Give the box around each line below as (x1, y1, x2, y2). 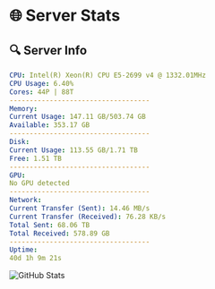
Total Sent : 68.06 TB (9, 220, 90, 229)
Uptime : (9, 245, 39, 255)
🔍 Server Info (9, 42, 88, 58)
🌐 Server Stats (9, 5, 121, 26)
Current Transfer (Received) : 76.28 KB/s (9, 212, 167, 221)
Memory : (9, 104, 39, 113)
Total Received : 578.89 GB (9, 229, 110, 238)
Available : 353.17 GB (9, 121, 90, 130)
